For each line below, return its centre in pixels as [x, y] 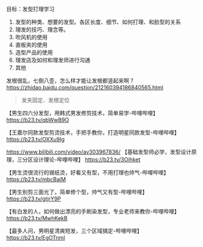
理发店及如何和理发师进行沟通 [52, 60]
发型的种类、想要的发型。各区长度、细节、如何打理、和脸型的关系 [98, 22]
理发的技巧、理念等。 [42, 30]
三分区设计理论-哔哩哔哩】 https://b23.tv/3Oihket [79, 159]
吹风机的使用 [31, 37]
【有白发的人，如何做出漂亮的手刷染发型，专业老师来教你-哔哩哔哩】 [93, 211]
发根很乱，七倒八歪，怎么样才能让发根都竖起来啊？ [70, 81]
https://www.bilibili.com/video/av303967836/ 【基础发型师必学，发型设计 [99, 152]
